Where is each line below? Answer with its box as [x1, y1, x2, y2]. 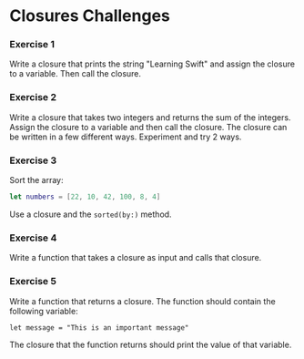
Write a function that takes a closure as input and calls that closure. [9, 252, 262, 263]
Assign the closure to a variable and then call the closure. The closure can [9, 121, 288, 132]
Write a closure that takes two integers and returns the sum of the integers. [9, 111, 291, 123]
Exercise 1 [9, 38, 56, 51]
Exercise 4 [9, 231, 57, 244]
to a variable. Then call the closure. [9, 68, 142, 79]
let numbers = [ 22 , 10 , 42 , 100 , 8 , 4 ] [9, 192, 161, 201]
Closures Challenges [9, 5, 171, 26]
